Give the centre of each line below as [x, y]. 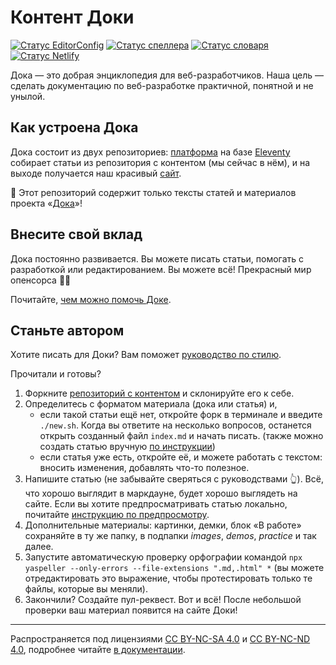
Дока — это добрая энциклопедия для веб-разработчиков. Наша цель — [167, 75]
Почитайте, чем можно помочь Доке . [91, 299]
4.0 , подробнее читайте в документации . [98, 650]
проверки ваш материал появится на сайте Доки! [131, 610]
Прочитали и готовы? [56, 374]
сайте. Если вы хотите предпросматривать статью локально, [156, 504]
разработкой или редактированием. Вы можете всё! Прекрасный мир [161, 269]
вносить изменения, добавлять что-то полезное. [144, 468]
